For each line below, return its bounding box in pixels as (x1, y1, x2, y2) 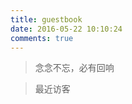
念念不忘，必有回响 (34, 62, 115, 74)
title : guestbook (10, 14, 83, 25)
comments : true (10, 33, 74, 43)
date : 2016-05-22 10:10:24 (10, 24, 123, 34)
